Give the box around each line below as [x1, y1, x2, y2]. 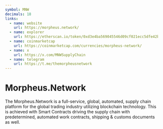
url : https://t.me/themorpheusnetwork [14, 61, 92, 66]
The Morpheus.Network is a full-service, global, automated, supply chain [5, 98, 151, 105]
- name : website [9, 20, 42, 26]
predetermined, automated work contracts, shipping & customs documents [5, 114, 155, 120]
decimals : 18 [5, 12, 32, 17]
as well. [5, 119, 20, 125]
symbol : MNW [5, 7, 29, 12]
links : [5, 16, 18, 21]
